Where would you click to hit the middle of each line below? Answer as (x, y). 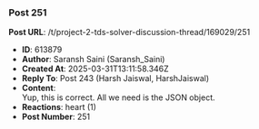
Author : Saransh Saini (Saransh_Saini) (93, 60)
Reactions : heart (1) (59, 107)
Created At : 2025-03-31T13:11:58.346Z (95, 69)
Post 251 (28, 13)
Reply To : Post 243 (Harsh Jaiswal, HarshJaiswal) (115, 78)
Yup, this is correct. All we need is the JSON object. (118, 97)
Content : (39, 88)
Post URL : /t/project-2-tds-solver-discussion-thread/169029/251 (129, 32)
